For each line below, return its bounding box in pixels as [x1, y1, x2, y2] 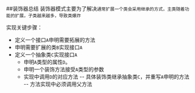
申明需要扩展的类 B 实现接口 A [14, 44, 83, 51]
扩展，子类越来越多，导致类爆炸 [14, 13, 82, 19]
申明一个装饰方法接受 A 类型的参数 [23, 66, 105, 72]
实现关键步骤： [6, 24, 43, 31]
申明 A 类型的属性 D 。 [23, 58, 71, 65]
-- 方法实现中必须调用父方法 [23, 81, 93, 87]
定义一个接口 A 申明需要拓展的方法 [14, 36, 96, 43]
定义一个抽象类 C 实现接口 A [14, 51, 78, 58]
